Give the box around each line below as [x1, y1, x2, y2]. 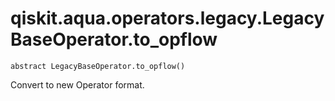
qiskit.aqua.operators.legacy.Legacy [10, 7, 325, 30]
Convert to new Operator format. [10, 78, 145, 91]
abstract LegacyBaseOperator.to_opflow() [10, 61, 186, 71]
